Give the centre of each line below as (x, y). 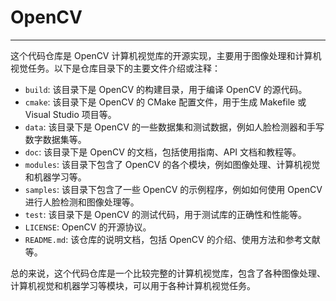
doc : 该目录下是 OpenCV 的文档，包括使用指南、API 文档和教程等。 (163, 152)
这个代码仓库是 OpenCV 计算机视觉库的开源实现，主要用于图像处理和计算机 (166, 55)
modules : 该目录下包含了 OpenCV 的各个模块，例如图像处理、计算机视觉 (172, 164)
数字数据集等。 (55, 139)
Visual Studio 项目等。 (70, 114)
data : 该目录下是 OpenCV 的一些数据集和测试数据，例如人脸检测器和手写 (174, 127)
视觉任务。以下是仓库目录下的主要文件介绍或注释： (115, 68)
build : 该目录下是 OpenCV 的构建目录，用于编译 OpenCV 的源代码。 (166, 89)
